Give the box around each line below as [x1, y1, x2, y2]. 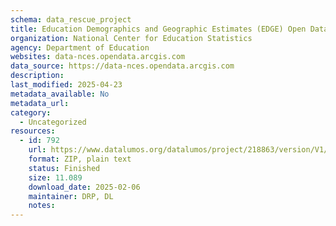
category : [10, 107, 52, 118]
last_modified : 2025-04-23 [10, 80, 123, 90]
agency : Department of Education [10, 42, 150, 53]
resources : [10, 126, 56, 136]
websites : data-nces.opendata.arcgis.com [10, 52, 186, 62]
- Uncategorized [19, 117, 87, 127]
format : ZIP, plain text [28, 154, 132, 164]
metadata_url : [10, 98, 70, 108]
